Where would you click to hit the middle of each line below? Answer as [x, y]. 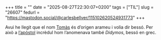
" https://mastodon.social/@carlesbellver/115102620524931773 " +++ [75, 18]
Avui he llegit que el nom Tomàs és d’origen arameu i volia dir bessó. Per [79, 27]
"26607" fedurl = [23, 12]
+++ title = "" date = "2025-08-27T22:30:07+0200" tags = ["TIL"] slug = [80, 7]
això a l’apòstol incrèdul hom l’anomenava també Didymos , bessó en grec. [81, 32]
